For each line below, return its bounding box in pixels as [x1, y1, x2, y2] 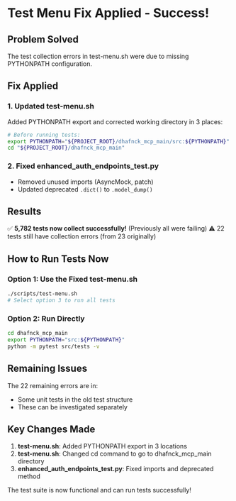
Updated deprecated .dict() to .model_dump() [17, 185, 153, 193]
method [17, 472, 41, 480]
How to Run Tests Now [7, 253, 109, 265]
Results [7, 206, 42, 217]
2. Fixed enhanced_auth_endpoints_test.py [7, 161, 159, 171]
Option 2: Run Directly [7, 314, 85, 324]
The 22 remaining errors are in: [7, 381, 98, 390]
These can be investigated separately [17, 402, 128, 411]
